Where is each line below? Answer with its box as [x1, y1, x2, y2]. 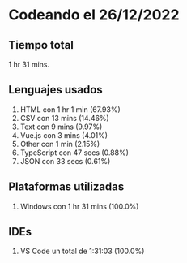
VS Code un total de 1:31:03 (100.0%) [19, 246, 145, 257]
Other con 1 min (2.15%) [19, 139, 100, 149]
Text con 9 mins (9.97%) [19, 122, 103, 131]
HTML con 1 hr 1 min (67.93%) [19, 104, 121, 114]
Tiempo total [8, 38, 74, 52]
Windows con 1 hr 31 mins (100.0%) [19, 201, 139, 211]
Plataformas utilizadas [8, 180, 125, 194]
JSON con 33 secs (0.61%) [19, 156, 111, 166]
